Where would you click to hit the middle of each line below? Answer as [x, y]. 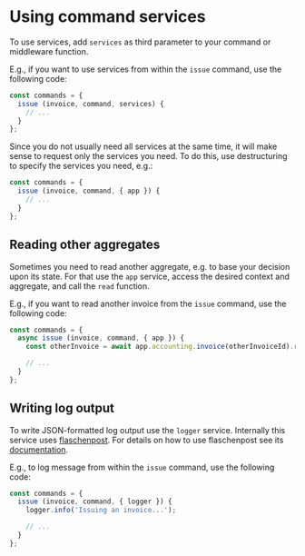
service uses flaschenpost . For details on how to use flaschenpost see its [147, 440]
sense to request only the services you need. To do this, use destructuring [148, 156]
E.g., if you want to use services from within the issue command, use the [146, 69]
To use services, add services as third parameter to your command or [140, 42]
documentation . [39, 449]
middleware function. [49, 51]
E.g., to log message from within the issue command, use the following [142, 467]
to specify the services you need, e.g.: [81, 166]
